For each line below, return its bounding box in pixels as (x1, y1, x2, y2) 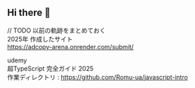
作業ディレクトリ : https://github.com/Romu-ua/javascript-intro (7, 73, 188, 81)
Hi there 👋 (7, 7, 51, 19)
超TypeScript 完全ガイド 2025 (7, 64, 94, 73)
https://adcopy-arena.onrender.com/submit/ (7, 42, 134, 51)
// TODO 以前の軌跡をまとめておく (7, 26, 106, 35)
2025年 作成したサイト (7, 35, 73, 43)
